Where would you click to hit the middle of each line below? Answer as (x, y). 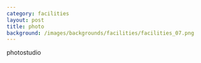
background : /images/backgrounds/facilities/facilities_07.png (100, 33)
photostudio (24, 53)
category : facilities (38, 13)
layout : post (25, 20)
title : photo (25, 26)
